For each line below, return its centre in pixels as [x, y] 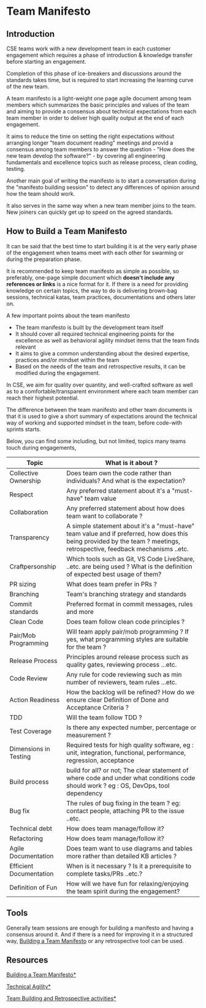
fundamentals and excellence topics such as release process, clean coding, [102, 162]
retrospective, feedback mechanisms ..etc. [128, 548]
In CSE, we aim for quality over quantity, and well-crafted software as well [100, 385]
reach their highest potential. [43, 398]
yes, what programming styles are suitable [128, 639]
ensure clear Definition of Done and [117, 700]
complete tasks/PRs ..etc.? [105, 873]
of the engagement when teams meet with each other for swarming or [95, 252]
